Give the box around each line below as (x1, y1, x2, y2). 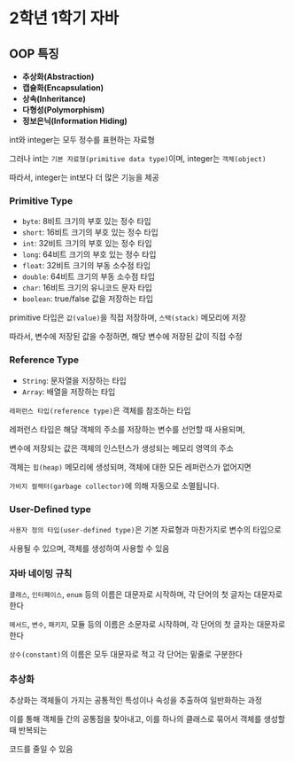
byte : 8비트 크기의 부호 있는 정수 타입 (21, 216, 152, 227)
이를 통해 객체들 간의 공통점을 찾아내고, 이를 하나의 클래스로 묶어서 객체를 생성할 (9, 714, 286, 725)
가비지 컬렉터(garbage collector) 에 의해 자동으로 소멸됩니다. (9, 480, 220, 491)
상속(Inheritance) (21, 94, 86, 104)
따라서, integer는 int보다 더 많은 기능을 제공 (9, 172, 159, 183)
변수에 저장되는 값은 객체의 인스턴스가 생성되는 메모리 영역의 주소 (9, 442, 235, 453)
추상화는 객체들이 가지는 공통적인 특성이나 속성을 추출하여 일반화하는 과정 (9, 695, 263, 705)
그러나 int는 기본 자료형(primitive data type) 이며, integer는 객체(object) (9, 153, 267, 164)
